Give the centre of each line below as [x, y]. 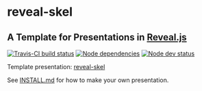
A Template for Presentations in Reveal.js [97, 37]
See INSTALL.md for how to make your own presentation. [88, 80]
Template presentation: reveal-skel [56, 67]
